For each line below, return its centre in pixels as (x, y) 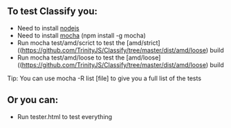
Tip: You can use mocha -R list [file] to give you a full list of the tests (104, 78)
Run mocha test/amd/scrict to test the (71, 43)
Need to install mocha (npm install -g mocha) (82, 35)
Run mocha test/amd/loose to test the (71, 57)
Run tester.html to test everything (65, 116)
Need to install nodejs (48, 28)
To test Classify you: (53, 11)
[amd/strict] (144, 43)
